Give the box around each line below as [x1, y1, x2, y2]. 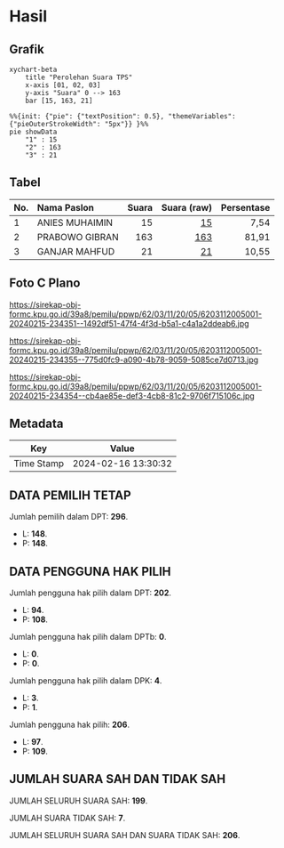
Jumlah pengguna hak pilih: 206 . [9, 719, 130, 731]
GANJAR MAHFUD [36, 245, 115, 257]
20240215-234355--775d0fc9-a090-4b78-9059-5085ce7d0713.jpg [9, 354, 259, 365]
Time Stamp [13, 457, 65, 470]
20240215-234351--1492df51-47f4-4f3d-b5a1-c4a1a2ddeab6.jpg [9, 318, 250, 328]
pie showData [9, 127, 58, 136]
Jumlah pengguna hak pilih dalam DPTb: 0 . [9, 632, 167, 642]
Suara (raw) [161, 201, 213, 214]
